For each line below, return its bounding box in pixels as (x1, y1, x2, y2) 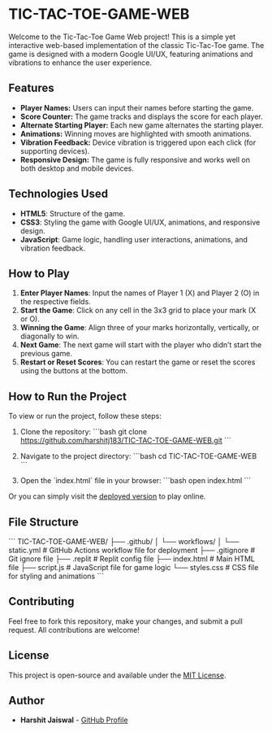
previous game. (19, 349, 73, 359)
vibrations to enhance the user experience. (8, 58, 153, 68)
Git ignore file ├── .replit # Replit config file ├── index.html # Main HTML (8, 554, 256, 564)
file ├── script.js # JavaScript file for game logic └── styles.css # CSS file (8, 563, 259, 572)
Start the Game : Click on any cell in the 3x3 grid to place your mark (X (19, 306, 257, 316)
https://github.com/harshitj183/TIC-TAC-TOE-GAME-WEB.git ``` (19, 436, 231, 446)
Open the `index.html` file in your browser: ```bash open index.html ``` (19, 476, 252, 486)
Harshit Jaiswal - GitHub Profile (19, 715, 128, 725)
